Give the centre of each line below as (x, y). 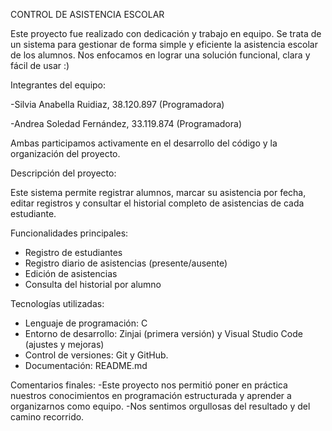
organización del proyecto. (65, 153)
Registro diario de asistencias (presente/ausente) (126, 263)
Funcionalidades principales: (69, 233)
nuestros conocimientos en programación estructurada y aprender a (151, 395)
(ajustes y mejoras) (64, 344)
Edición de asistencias (71, 273)
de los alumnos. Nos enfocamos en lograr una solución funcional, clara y (160, 55)
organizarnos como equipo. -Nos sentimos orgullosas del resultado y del (160, 406)
